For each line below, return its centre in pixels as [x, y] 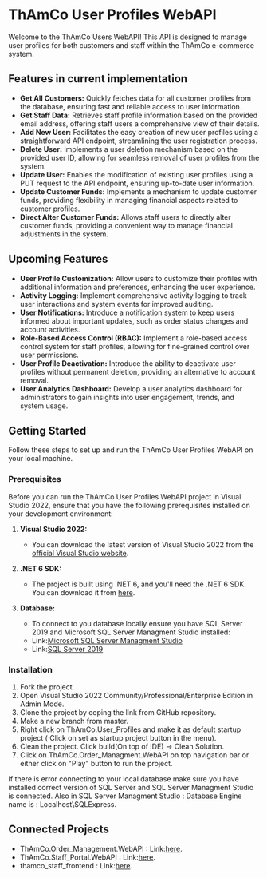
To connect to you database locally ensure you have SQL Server [137, 623]
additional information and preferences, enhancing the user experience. [138, 287]
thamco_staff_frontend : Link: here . [76, 865]
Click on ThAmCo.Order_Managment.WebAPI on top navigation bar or [134, 755]
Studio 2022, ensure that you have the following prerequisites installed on [130, 505]
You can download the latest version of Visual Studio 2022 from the [143, 544]
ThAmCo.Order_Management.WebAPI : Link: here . [101, 848]
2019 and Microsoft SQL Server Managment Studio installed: [131, 632]
